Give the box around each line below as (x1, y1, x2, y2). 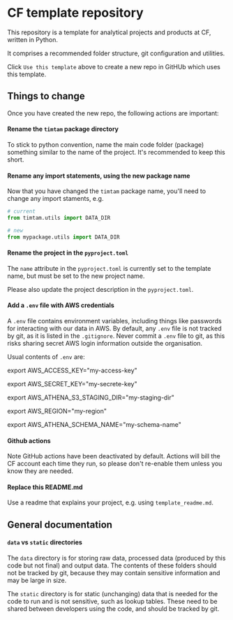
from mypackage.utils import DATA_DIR (7, 233, 120, 241)
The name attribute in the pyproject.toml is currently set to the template (7, 264, 211, 272)
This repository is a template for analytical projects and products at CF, (7, 28, 211, 36)
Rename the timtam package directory (7, 125, 119, 134)
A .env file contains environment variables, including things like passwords (7, 317, 222, 325)
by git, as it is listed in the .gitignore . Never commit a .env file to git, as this (7, 332, 225, 340)
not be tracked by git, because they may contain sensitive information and (7, 569, 220, 577)
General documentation (7, 519, 113, 530)
